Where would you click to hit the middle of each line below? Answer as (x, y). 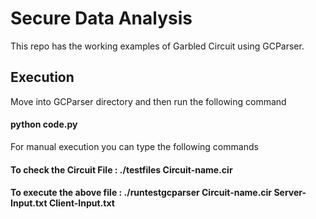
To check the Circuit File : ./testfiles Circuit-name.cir (121, 169)
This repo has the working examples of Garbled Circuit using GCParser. (157, 46)
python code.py (44, 124)
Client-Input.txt (81, 203)
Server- (290, 193)
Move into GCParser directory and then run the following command (148, 101)
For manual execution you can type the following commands (134, 146)
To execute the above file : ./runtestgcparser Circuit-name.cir (141, 193)
